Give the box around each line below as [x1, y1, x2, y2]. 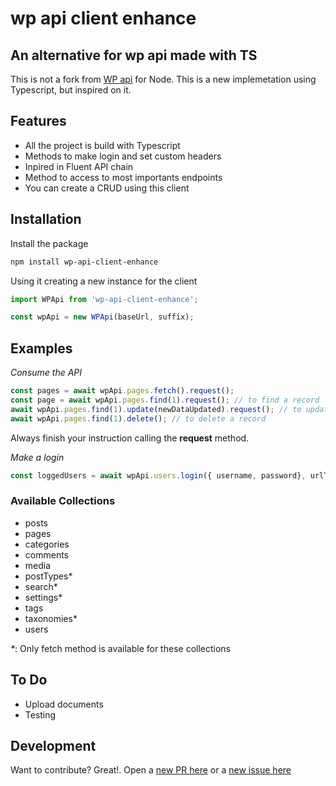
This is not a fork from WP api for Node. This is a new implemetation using [10, 73, 317, 85]
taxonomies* [24, 612, 78, 624]
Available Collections [10, 494, 116, 508]
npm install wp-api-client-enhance [10, 257, 159, 267]
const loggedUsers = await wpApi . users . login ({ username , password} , [10, 470, 307, 481]
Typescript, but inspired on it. [10, 84, 132, 96]
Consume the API [10, 367, 83, 379]
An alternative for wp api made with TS [10, 47, 258, 64]
